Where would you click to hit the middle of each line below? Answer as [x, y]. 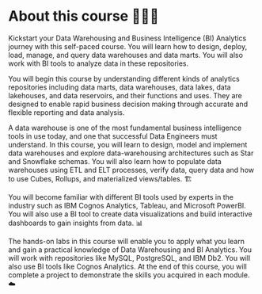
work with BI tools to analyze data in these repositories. [99, 63]
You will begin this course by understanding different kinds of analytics [124, 78]
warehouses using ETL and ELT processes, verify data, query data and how [131, 170]
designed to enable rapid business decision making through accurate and [128, 104]
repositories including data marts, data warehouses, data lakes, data [120, 87]
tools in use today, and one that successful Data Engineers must [113, 136]
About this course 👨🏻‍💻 [84, 16]
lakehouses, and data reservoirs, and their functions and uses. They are [125, 95]
